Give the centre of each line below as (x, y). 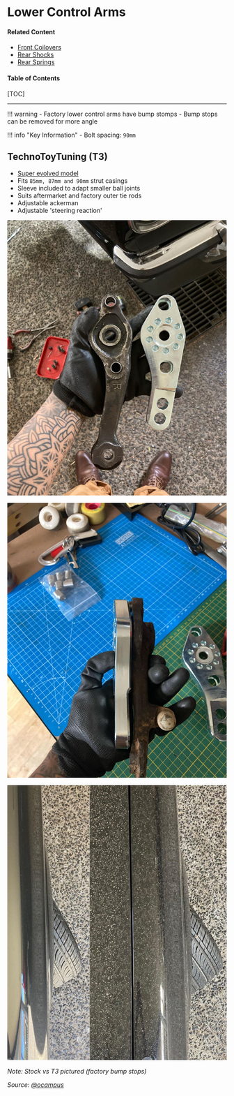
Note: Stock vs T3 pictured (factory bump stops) (77, 1071)
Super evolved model (48, 173)
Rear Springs (36, 62)
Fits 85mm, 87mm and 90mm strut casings (72, 181)
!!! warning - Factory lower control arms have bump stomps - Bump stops (112, 114)
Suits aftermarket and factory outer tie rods (79, 195)
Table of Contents (34, 78)
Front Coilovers (39, 47)
